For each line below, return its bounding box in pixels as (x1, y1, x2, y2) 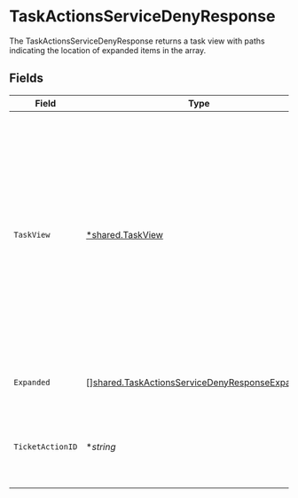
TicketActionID (13, 441, 78, 452)
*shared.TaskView (85, 228, 164, 241)
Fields (9, 71, 44, 86)
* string (85, 440, 116, 453)
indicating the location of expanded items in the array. (9, 44, 207, 55)
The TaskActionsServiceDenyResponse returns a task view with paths (9, 36, 265, 46)
